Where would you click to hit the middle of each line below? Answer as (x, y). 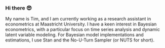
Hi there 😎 (18, 8)
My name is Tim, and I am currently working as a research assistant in (78, 19)
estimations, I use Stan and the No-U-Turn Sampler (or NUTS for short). (80, 40)
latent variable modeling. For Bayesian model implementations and (75, 35)
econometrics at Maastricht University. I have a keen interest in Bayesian (81, 24)
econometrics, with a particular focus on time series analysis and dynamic (83, 29)
